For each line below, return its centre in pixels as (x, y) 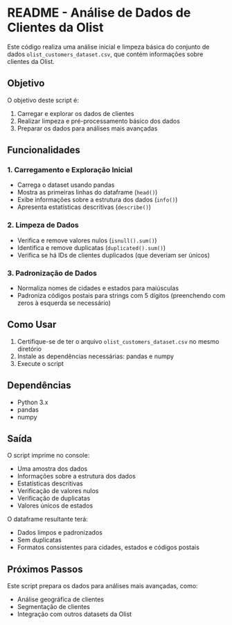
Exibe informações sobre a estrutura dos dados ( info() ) (97, 200)
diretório (29, 349)
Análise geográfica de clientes (61, 599)
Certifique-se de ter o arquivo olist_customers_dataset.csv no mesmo (118, 341)
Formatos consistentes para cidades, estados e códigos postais (108, 547)
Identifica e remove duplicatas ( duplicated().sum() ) (91, 247)
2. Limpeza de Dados (43, 225)
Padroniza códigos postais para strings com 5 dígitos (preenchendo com (121, 296)
